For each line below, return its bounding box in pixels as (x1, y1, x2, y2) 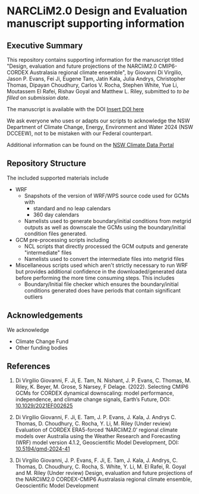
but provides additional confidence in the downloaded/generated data (15, 268, 187, 275)
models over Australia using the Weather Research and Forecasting (15, 433, 181, 440)
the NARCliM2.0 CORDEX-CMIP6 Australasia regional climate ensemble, (15, 476, 192, 483)
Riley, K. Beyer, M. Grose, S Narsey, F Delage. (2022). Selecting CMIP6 (15, 383, 189, 391)
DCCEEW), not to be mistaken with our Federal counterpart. (7, 130, 153, 137)
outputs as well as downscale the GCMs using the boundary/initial (24, 224, 186, 231)
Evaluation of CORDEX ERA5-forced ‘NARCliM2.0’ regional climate (15, 426, 178, 433)
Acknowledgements (7, 310, 83, 320)
